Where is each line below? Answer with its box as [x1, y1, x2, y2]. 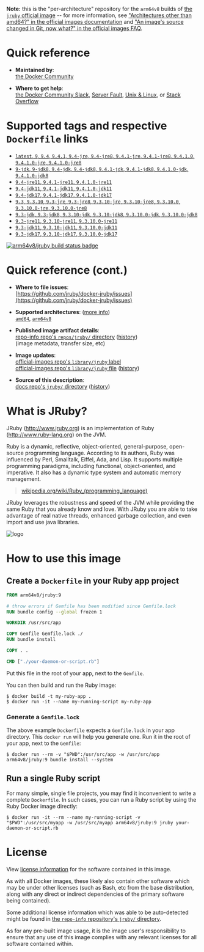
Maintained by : [15, 66, 54, 73]
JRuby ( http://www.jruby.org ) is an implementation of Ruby [6, 424, 155, 431]
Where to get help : [15, 84, 64, 92]
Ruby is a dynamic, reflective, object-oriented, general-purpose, [6, 442, 168, 450]
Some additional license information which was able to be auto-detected [6, 909, 189, 916]
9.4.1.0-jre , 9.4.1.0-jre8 [15, 158, 82, 166]
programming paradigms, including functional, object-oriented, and [6, 462, 176, 469]
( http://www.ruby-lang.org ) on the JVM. [6, 431, 107, 438]
